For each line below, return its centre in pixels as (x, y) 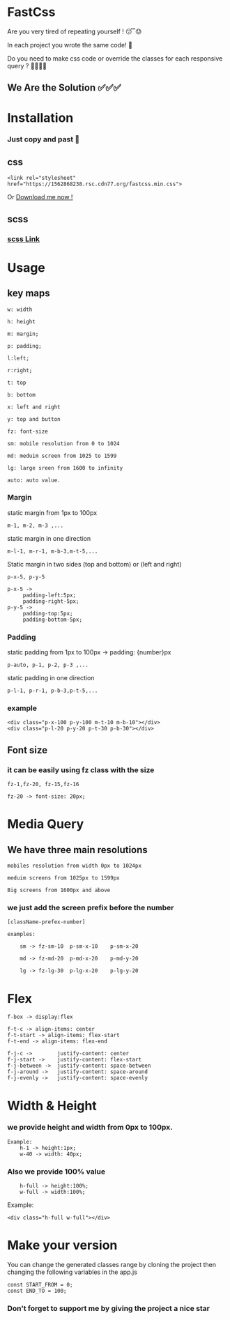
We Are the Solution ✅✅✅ (64, 88)
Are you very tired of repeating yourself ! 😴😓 (75, 31)
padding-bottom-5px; (52, 620)
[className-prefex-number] (46, 922)
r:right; (20, 370)
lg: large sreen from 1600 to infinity (65, 468)
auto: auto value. (34, 480)
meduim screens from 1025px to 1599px (63, 878)
